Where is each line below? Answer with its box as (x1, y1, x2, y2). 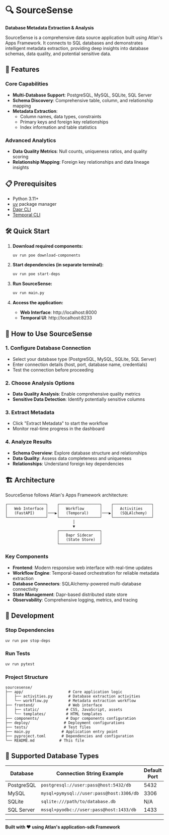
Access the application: (12, 300, 64, 306)
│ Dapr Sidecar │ (57, 532, 102, 538)
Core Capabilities (5, 80, 49, 87)
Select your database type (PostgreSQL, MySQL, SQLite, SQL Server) (12, 356, 157, 362)
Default (143, 767, 162, 774)
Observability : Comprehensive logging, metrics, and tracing (12, 596, 138, 602)
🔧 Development (5, 612, 54, 620)
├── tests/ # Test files (5, 724, 92, 730)
